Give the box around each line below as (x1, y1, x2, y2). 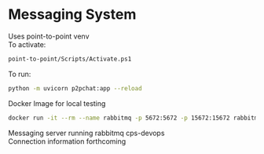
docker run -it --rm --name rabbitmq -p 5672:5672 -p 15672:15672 (8, 114, 230, 122)
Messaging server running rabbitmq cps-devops (8, 128, 165, 137)
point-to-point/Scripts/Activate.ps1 (8, 55, 132, 63)
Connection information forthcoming (8, 136, 126, 146)
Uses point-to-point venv (8, 31, 90, 41)
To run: (8, 69, 31, 79)
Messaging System (8, 5, 137, 24)
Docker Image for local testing (8, 98, 106, 108)
